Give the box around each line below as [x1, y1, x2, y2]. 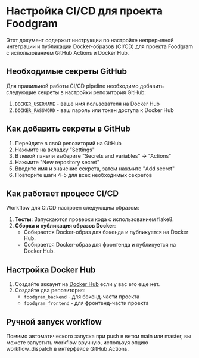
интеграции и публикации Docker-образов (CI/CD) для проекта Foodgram [6, 43, 194, 50]
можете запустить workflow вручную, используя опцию [6, 339, 149, 346]
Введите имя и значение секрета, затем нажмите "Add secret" [14, 165, 175, 172]
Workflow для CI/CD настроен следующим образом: [6, 204, 139, 211]
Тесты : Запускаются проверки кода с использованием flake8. [14, 216, 174, 223]
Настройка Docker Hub [6, 264, 96, 275]
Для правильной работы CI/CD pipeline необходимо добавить [6, 82, 164, 89]
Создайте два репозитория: [14, 287, 86, 294]
